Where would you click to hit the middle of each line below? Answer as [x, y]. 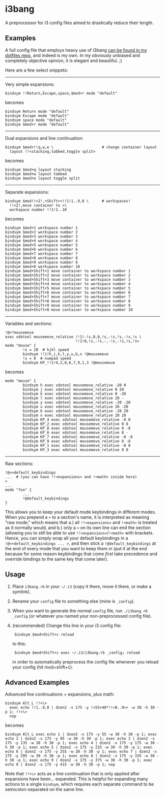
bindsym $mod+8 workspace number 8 [41, 258]
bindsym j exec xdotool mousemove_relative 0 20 [73, 389]
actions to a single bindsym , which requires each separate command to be [80, 784]
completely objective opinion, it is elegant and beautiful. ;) [64, 61]
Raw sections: [19, 464]
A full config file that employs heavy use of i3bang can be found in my [76, 50]
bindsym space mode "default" [36, 120]
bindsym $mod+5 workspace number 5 [41, 245]
